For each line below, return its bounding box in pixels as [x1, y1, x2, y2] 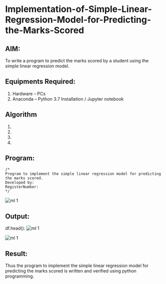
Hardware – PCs [12, 91, 46, 97]
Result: [5, 249, 28, 258]
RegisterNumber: [5, 184, 39, 190]
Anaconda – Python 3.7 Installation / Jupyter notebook [12, 96, 124, 102]
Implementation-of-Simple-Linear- [5, 3, 153, 15]
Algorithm [5, 111, 37, 119]
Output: [5, 212, 30, 220]
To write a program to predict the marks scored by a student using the [5, 58, 149, 63]
